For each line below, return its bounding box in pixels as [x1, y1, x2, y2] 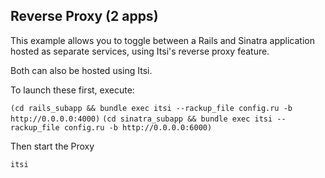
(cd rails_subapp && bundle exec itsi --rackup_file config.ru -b [10, 103, 293, 113]
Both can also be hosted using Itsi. [10, 64, 153, 76]
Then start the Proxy [10, 140, 95, 152]
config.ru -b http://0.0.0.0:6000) [63, 122, 213, 133]
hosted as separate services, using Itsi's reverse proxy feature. [10, 45, 270, 57]
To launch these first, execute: [10, 84, 135, 96]
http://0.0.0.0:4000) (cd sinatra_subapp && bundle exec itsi [10, 114, 273, 124]
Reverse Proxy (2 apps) [10, 8, 159, 25]
